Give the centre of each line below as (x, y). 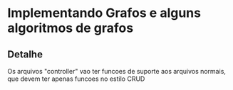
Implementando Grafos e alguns (104, 13)
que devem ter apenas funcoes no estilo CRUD (76, 79)
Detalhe (25, 54)
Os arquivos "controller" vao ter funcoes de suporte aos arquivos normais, (117, 71)
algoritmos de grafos (71, 28)
